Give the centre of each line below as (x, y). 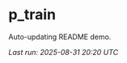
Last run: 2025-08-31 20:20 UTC (63, 52)
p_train (32, 15)
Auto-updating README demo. (60, 37)
